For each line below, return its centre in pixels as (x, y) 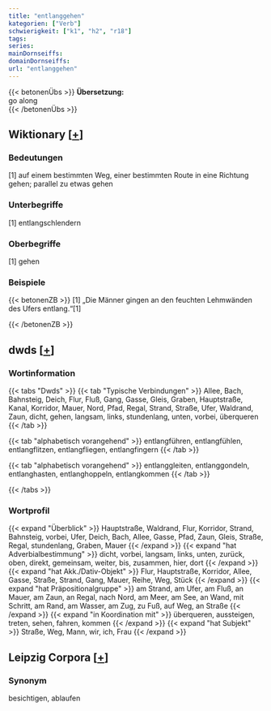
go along (23, 100)
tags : (17, 39)
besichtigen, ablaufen (44, 698)
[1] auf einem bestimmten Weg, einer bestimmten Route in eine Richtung (129, 175)
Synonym (28, 680)
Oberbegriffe (34, 243)
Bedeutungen (36, 157)
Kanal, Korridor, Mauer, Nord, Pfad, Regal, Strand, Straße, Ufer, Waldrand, (131, 408)
